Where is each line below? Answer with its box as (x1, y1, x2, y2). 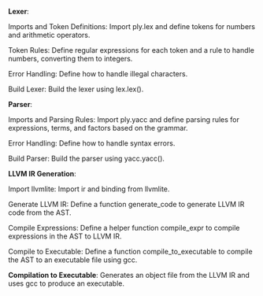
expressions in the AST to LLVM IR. (8, 231, 122, 241)
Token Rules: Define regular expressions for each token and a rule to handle (8, 46, 254, 54)
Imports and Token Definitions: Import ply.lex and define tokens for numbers (8, 22, 256, 31)
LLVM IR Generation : (8, 169, 76, 178)
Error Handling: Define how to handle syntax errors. (8, 139, 176, 148)
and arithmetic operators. (8, 31, 91, 39)
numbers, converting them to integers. (8, 54, 133, 63)
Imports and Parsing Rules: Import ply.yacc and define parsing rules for (8, 115, 240, 124)
